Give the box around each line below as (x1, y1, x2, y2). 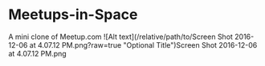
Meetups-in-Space (8, 6, 138, 24)
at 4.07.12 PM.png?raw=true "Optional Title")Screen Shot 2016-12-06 (29, 40, 258, 49)
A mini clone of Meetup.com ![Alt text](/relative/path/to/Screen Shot (8, 32, 233, 41)
